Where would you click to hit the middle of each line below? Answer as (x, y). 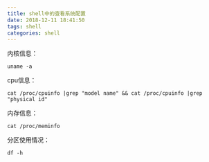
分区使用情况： (28, 140)
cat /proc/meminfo (34, 126)
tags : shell (24, 26)
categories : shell (34, 33)
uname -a (20, 66)
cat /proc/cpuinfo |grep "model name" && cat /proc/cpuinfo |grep (105, 93)
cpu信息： (22, 80)
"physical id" (28, 100)
